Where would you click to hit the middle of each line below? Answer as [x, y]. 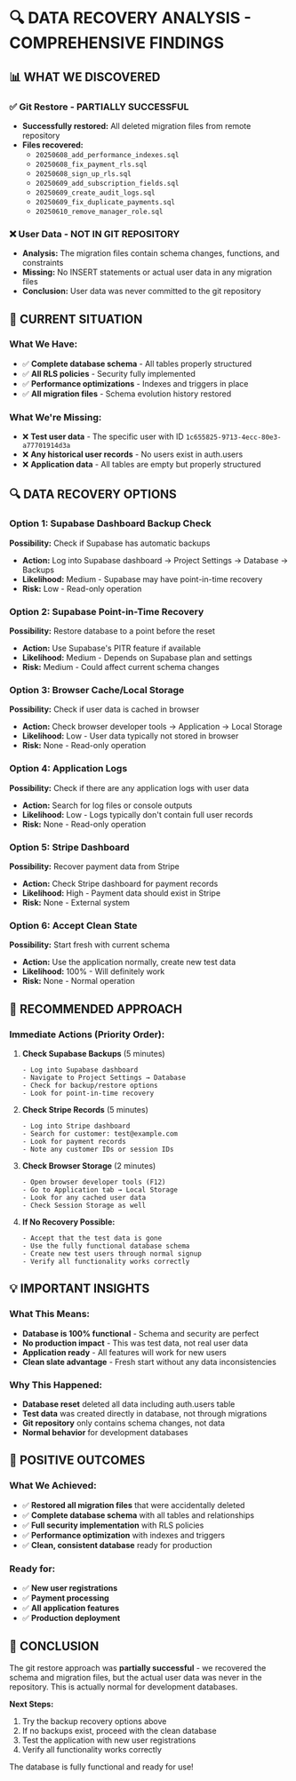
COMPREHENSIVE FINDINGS [117, 43]
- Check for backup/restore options [90, 1086]
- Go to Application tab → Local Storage [100, 1190]
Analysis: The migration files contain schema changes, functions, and [151, 253]
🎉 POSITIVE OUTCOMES [77, 1461]
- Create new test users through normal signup [112, 1254]
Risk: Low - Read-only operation [82, 588]
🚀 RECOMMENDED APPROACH [96, 1009]
